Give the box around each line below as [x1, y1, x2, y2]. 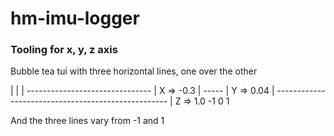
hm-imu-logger [10, 7, 140, 30]
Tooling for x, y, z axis [10, 43, 118, 57]
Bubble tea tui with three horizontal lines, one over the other [10, 65, 258, 77]
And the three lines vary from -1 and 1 [10, 115, 165, 127]
